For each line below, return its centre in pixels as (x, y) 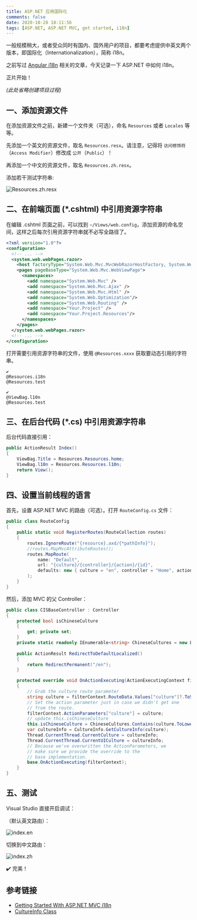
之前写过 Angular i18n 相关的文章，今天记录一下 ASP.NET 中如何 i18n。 (92, 65)
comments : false (26, 17)
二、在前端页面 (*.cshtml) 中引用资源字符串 (84, 209)
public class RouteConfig (38, 522)
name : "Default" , (59, 560)
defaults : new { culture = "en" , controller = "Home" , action (115, 571)
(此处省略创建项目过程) (34, 90)
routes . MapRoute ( (48, 554)
